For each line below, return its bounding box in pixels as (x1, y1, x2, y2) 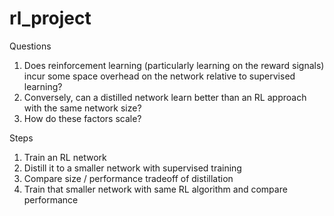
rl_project (9, 7, 92, 30)
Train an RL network (23, 151, 107, 163)
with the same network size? (23, 102, 142, 114)
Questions (9, 40, 52, 52)
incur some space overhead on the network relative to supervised (23, 70, 296, 82)
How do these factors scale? (23, 112, 142, 124)
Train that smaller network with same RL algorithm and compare (23, 183, 288, 195)
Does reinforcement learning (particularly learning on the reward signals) (23, 59, 325, 71)
